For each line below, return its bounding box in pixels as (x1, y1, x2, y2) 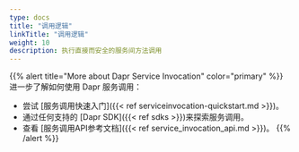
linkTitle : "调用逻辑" (9, 30, 89, 38)
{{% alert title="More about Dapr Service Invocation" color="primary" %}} (9, 71, 284, 81)
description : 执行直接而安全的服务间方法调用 (9, 46, 163, 55)
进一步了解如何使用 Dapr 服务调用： (9, 81, 142, 92)
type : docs (9, 13, 50, 22)
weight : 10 (9, 38, 50, 47)
